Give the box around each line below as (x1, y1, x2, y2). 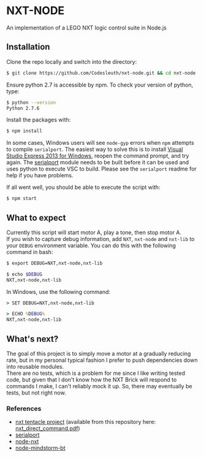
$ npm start (6, 196, 37, 202)
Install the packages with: (6, 116, 71, 123)
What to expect (6, 212, 66, 223)
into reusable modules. (6, 363, 64, 370)
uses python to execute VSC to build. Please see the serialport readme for (6, 165, 197, 172)
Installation (6, 42, 50, 52)
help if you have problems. (6, 172, 74, 179)
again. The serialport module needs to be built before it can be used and (6, 159, 189, 166)
